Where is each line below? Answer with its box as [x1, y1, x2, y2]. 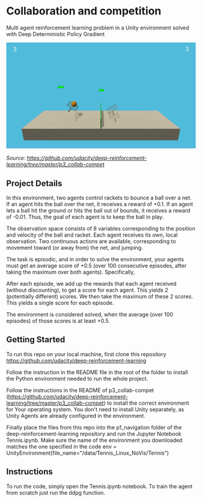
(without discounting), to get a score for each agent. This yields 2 [6, 286, 168, 294]
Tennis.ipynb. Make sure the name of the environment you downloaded [6, 437, 183, 444]
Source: [6, 154, 26, 162]
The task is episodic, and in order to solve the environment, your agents [6, 255, 185, 262]
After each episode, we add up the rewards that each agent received [6, 280, 177, 287]
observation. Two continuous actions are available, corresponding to [6, 237, 176, 244]
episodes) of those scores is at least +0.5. [6, 317, 110, 324]
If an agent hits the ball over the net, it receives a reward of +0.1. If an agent [6, 200, 194, 208]
